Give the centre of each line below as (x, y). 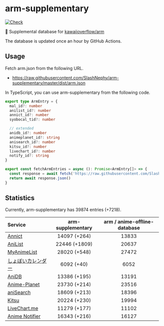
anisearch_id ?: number (32, 142)
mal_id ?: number (26, 106)
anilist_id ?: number (30, 111)
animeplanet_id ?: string (35, 138)
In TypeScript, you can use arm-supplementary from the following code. (78, 92)
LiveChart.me (23, 308)
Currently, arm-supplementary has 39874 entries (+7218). (63, 210)
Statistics (20, 198)
